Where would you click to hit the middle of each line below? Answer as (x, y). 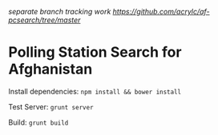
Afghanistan (50, 69)
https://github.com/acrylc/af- (161, 12)
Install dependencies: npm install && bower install (95, 91)
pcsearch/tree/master (44, 20)
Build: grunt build (38, 122)
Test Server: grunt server (51, 106)
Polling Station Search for (95, 52)
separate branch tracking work (60, 12)
